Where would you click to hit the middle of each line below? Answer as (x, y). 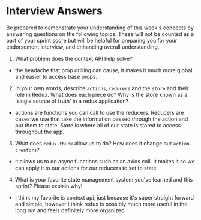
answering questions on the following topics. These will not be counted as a (100, 34)
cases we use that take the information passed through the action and (101, 119)
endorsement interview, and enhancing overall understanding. (83, 47)
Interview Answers (55, 11)
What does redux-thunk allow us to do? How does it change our (93, 143)
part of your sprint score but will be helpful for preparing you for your (92, 40)
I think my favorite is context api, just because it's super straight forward (104, 197)
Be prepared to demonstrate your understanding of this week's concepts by (100, 28)
